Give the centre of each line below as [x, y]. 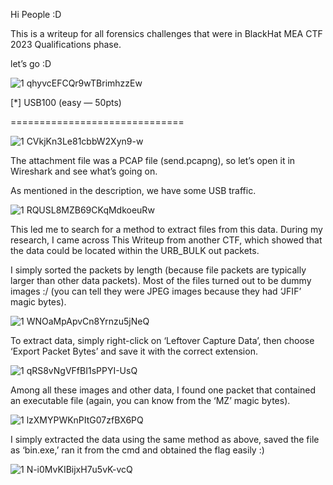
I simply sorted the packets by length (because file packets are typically [158, 270]
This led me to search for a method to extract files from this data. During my [166, 229]
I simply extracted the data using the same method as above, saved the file [165, 439]
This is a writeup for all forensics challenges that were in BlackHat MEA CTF [166, 33]
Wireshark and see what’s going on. [84, 171]
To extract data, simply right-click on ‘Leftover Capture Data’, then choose [162, 340]
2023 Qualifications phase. [66, 44]
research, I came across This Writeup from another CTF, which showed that [166, 240]
